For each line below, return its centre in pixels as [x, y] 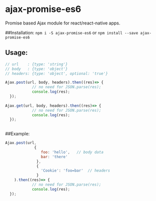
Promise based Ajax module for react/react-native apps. [63, 23]
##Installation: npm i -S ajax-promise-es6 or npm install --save [72, 32]
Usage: [17, 53]
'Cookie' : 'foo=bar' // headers [76, 171]
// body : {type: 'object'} [37, 69]
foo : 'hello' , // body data [72, 152]
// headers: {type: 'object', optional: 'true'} [57, 73]
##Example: [17, 134]
